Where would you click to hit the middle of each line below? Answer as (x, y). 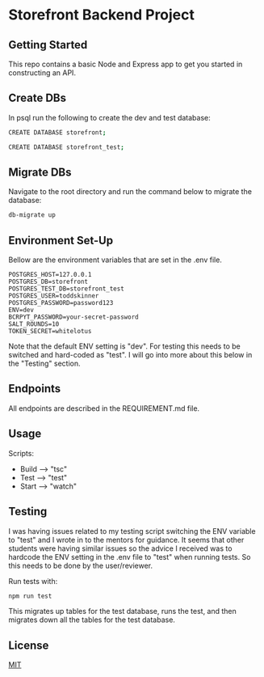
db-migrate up (32, 215)
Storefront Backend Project (102, 15)
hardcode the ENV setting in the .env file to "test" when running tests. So (130, 556)
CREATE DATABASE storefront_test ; (67, 147)
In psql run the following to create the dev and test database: (110, 117)
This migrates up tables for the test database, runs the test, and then (122, 611)
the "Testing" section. (44, 364)
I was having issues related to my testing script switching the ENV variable (132, 531)
